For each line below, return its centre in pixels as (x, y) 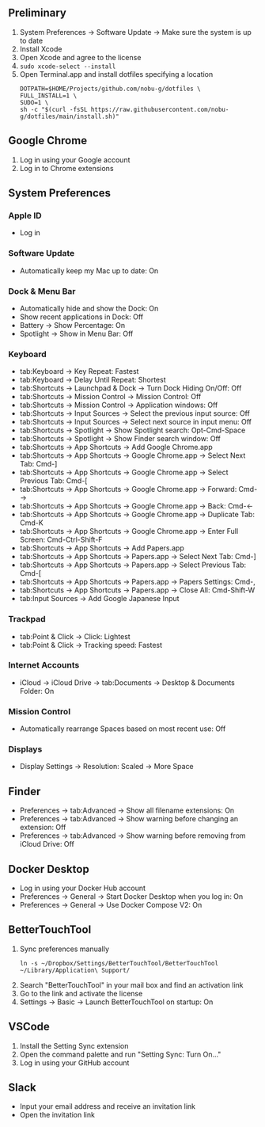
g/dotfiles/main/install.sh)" (70, 116)
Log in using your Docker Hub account (83, 888)
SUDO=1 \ (34, 102)
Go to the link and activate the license (81, 993)
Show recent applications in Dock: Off (81, 317)
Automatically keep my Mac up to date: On (89, 270)
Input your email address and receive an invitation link (108, 1106)
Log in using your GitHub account (74, 1062)
